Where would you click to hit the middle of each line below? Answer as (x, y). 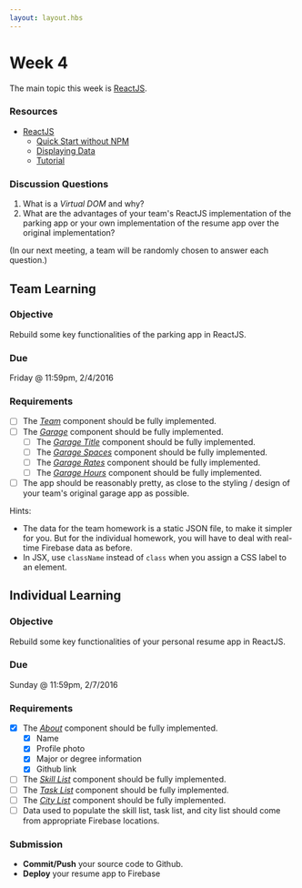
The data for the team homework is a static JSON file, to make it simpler (157, 528)
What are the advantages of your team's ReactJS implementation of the (157, 214)
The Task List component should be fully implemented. (126, 790)
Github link (56, 769)
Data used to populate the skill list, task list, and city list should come (151, 810)
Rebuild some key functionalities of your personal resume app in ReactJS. (148, 641)
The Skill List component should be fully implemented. (124, 780)
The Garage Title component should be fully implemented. (146, 441)
